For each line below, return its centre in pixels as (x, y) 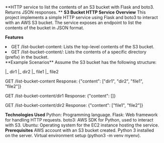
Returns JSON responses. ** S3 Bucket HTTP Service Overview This (75, 12)
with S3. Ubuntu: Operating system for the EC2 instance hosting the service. (82, 125)
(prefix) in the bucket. (27, 57)
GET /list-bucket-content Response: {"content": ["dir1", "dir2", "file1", (74, 81)
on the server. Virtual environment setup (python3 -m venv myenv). (73, 135)
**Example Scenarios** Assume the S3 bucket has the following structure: (81, 62)
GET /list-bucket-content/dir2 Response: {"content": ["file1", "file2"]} (74, 105)
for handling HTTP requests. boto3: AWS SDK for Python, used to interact (79, 120)
